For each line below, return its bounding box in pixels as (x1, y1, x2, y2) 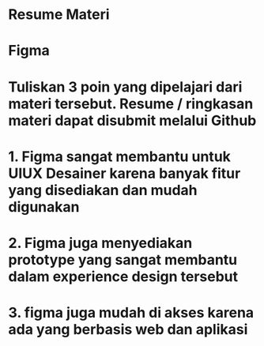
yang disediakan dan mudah (8, 181, 198, 199)
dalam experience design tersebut (8, 267, 239, 285)
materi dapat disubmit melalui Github (8, 111, 257, 130)
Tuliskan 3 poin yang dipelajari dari (8, 77, 243, 96)
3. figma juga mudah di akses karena (8, 304, 255, 322)
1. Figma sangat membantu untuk (8, 148, 232, 165)
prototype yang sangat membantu (8, 250, 238, 269)
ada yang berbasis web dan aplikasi (8, 321, 248, 339)
